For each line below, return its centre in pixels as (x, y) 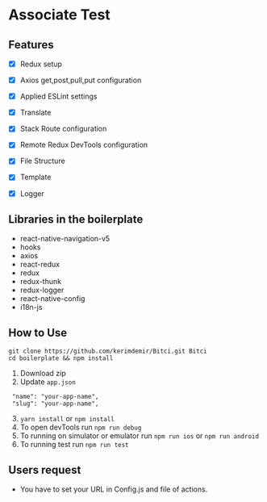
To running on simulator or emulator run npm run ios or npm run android (140, 436)
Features (31, 45)
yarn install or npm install (67, 419)
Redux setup (41, 64)
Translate (35, 113)
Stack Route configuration (63, 129)
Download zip (43, 374)
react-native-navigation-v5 (65, 239)
